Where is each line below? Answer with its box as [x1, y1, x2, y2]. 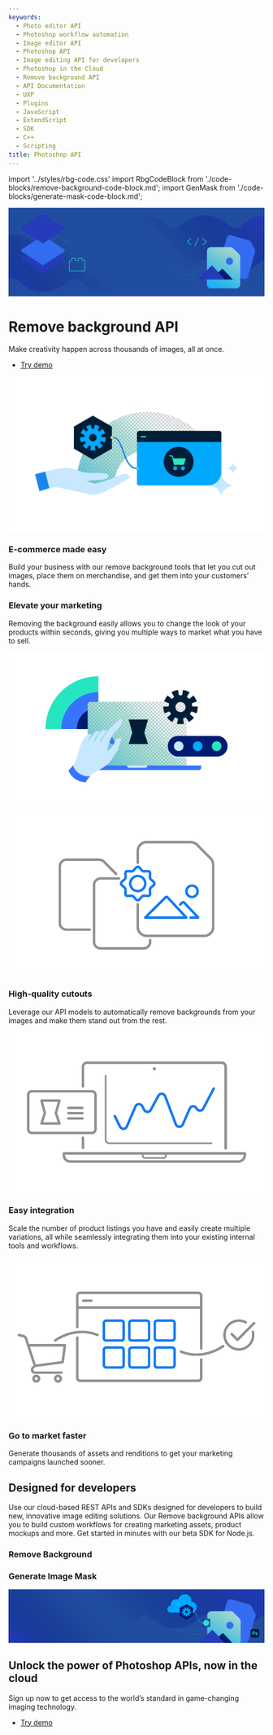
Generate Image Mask [8, 1570, 97, 1582]
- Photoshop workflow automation [15, 30, 129, 38]
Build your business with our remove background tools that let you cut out [8, 562, 256, 572]
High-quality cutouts [8, 988, 93, 999]
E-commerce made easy [8, 543, 107, 555]
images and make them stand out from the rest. [8, 1015, 167, 1026]
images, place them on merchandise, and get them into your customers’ [8, 571, 249, 581]
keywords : [8, 13, 42, 21]
